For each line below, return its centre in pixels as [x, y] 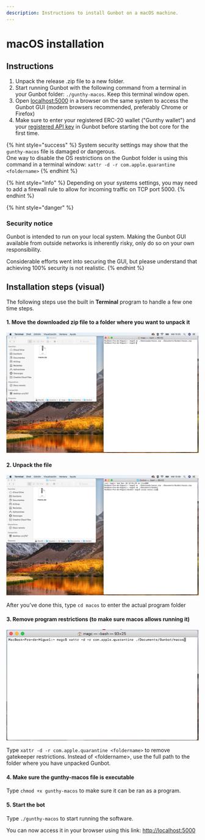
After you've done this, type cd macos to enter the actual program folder [96, 605]
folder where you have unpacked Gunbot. [59, 763]
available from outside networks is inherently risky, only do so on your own [100, 243]
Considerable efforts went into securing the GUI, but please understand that [102, 261]
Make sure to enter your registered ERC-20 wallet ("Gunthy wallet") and [105, 120]
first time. [27, 133]
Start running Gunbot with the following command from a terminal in [101, 87]
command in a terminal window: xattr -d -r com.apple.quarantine [91, 164]
